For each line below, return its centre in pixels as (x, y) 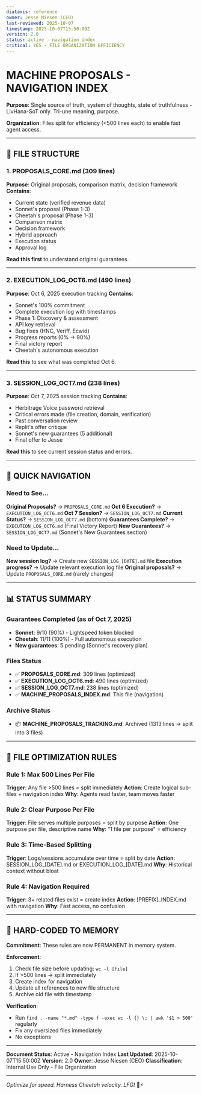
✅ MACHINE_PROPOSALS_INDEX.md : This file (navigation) (89, 695)
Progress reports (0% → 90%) (53, 337)
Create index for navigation (49, 981)
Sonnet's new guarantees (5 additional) (64, 434)
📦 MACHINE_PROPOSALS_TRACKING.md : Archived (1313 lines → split (104, 724)
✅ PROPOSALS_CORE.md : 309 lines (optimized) (75, 674)
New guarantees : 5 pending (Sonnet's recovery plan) (81, 645)
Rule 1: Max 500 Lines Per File (50, 774)
